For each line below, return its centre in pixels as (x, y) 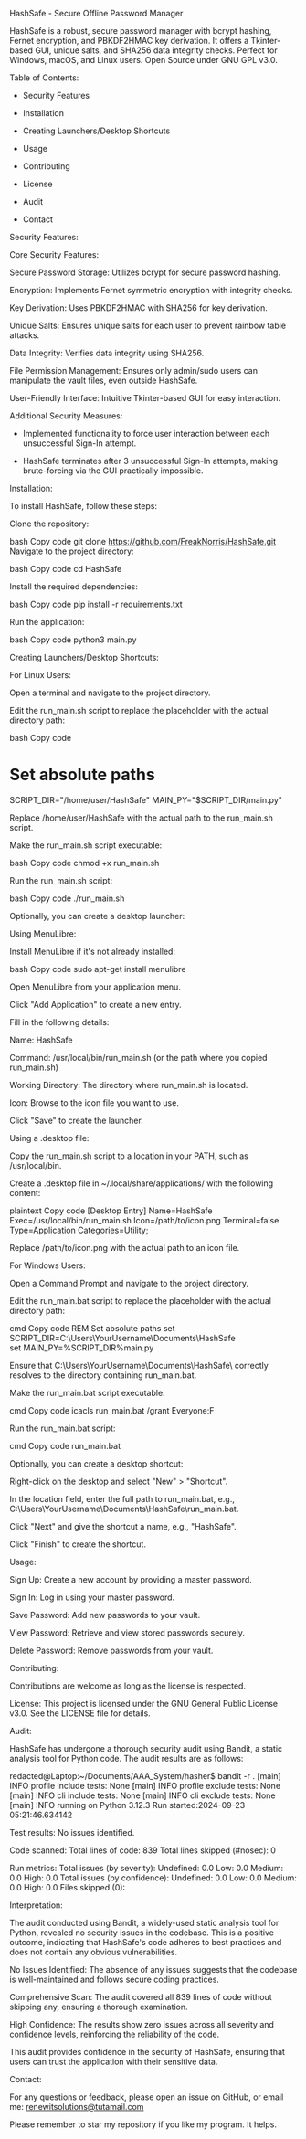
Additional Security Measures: (66, 416)
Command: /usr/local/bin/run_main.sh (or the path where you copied (138, 1057)
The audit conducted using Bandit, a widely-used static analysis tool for (144, 1922)
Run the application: (47, 622)
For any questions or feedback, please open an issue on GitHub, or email (147, 2097)
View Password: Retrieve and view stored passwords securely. (127, 1632)
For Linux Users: (40, 675)
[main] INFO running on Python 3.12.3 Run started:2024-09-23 (127, 1805)
